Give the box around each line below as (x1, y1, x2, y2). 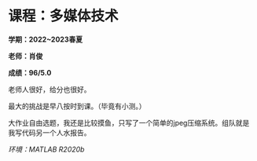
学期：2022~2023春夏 (8, 35, 83, 44)
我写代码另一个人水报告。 (8, 127, 91, 137)
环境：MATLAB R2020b (8, 145, 85, 154)
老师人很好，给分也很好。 (8, 84, 91, 94)
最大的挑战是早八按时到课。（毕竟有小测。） (8, 101, 146, 111)
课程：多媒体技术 (8, 7, 119, 25)
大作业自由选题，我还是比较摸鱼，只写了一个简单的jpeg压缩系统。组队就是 (8, 118, 250, 127)
